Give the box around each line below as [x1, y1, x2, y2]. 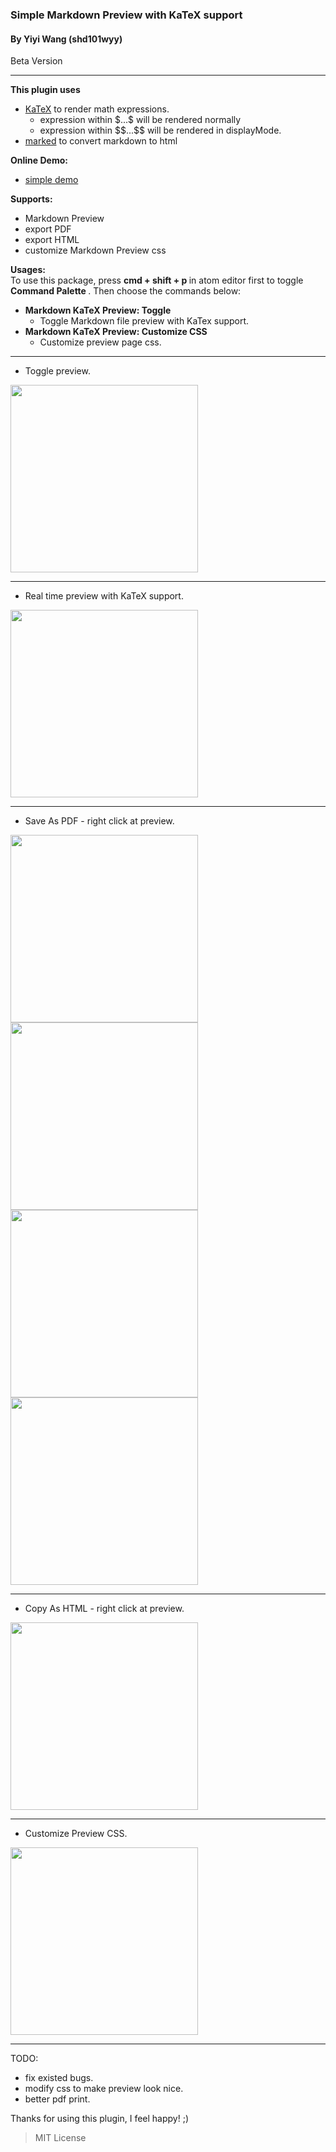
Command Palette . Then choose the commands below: [10, 285, 242, 297]
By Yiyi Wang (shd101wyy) [10, 33, 123, 45]
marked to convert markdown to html [24, 135, 178, 147]
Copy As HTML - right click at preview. [24, 1603, 185, 1615]
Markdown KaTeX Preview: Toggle [24, 304, 172, 317]
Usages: [10, 264, 46, 276]
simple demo [24, 174, 79, 186]
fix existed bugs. [24, 2072, 94, 2084]
